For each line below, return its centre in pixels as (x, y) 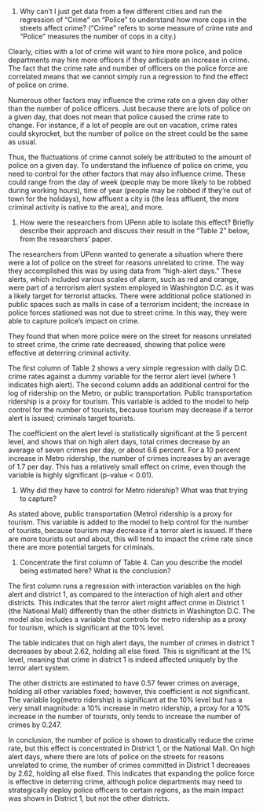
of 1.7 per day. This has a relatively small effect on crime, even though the (127, 467)
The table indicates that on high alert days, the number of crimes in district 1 (131, 643)
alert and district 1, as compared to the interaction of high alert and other (126, 594)
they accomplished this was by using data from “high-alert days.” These (125, 271)
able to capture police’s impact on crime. (74, 321)
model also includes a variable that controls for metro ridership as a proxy (128, 619)
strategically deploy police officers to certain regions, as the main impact (126, 790)
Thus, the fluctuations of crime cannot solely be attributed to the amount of (130, 157)
